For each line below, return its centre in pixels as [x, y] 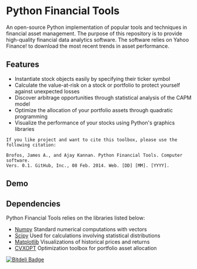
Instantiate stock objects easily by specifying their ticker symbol [92, 78]
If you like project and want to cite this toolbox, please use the [92, 140]
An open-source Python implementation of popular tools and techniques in [96, 27]
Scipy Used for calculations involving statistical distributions [87, 235]
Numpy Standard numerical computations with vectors [81, 229]
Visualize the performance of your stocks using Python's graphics [95, 123]
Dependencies [33, 204]
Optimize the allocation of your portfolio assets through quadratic [94, 110]
